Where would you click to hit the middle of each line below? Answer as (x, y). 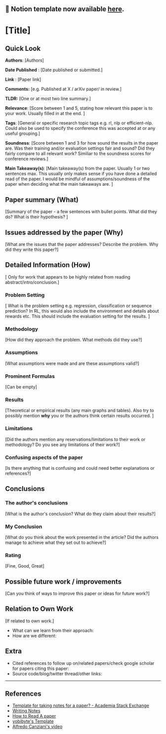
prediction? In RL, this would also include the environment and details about (82, 311)
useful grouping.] (23, 133)
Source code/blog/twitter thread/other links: (57, 673)
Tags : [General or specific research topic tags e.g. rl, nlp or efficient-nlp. (79, 123)
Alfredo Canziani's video (37, 727)
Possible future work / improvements (63, 582)
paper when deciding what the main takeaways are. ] (59, 184)
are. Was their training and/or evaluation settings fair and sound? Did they (80, 148)
